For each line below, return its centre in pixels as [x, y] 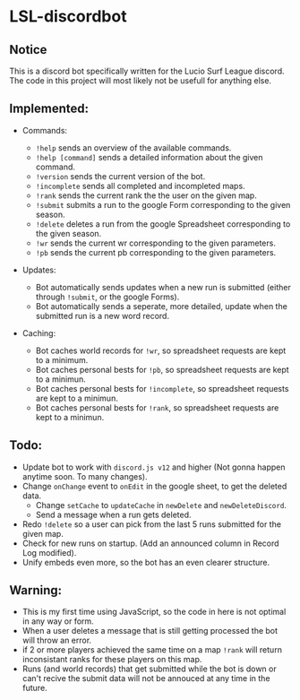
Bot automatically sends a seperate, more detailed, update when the [162, 306]
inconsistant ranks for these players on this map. [112, 660]
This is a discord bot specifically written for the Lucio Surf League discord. [147, 71]
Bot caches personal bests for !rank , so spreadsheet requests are [157, 407]
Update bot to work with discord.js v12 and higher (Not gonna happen [154, 467]
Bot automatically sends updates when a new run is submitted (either [163, 287]
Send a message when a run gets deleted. [113, 514]
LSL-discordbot [68, 17]
